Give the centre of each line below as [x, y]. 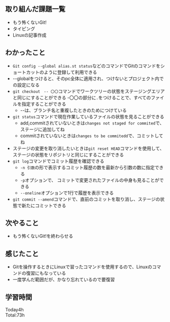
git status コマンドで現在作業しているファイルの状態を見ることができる [88, 116]
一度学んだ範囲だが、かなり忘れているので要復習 [64, 280]
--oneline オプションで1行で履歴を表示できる [67, 192]
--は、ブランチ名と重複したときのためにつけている [73, 110]
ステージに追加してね [42, 129]
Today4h [14, 310]
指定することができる [44, 104]
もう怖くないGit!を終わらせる [43, 236]
